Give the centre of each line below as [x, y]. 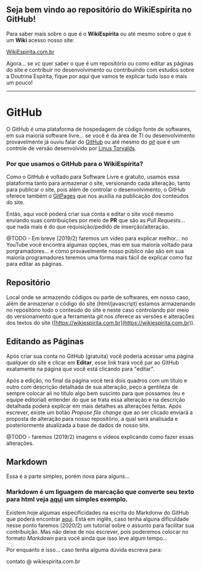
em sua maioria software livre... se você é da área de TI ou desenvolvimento [101, 135]
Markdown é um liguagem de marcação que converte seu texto [100, 492]
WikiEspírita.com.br [30, 52]
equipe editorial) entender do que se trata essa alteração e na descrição [96, 399]
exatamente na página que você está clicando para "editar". [81, 369]
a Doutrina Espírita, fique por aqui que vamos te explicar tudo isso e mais [97, 76]
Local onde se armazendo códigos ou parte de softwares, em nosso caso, [98, 297]
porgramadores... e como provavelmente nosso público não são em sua [95, 251]
